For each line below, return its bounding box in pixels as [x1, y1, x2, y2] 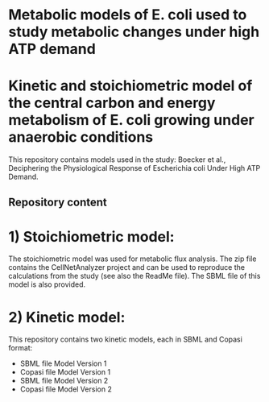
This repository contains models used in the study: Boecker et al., [8, 155, 226, 164]
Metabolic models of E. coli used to [8, 6, 247, 24]
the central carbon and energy [8, 94, 216, 112]
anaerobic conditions [8, 128, 154, 147]
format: [8, 343, 33, 353]
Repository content [8, 195, 107, 209]
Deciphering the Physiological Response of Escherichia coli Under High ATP [8, 164, 261, 173]
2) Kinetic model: [8, 308, 126, 326]
